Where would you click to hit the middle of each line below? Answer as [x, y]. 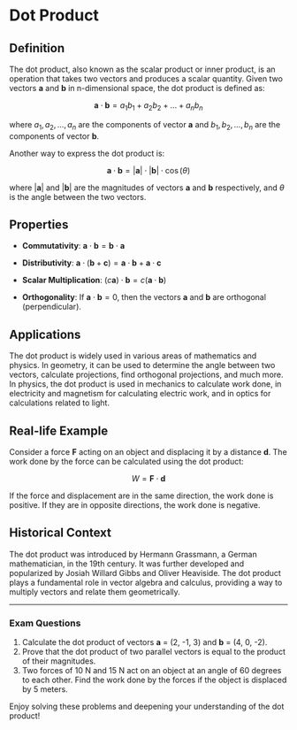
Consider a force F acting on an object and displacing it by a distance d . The [148, 452]
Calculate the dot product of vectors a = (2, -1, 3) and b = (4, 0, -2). [145, 642]
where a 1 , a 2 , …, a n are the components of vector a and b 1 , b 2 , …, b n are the [145, 125]
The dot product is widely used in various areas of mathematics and [133, 356]
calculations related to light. [60, 403]
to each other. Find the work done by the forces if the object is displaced [154, 680]
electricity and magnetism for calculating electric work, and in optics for [140, 394]
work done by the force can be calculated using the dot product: [127, 462]
